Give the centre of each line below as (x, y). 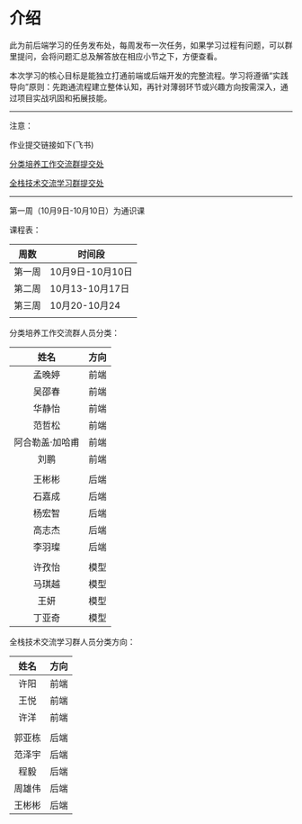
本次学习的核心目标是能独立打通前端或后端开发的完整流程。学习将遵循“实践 (149, 75)
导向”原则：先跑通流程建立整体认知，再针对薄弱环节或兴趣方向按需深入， (145, 86)
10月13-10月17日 (90, 288)
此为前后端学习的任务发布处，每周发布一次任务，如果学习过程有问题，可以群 (151, 45)
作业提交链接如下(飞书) (52, 144)
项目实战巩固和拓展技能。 (64, 98)
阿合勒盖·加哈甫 (47, 442)
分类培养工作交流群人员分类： (64, 332)
